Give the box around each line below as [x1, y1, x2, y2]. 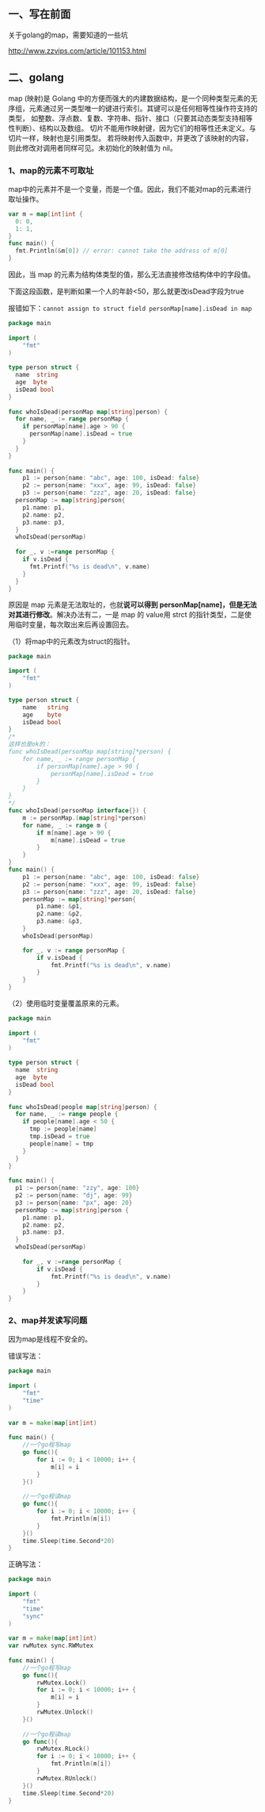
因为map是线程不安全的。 [8, 1334, 93, 1344]
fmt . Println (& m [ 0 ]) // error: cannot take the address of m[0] [15, 247, 228, 255]
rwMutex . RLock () [36, 1745, 90, 1753]
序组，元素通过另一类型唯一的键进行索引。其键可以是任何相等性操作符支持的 [8, 103, 258, 113]
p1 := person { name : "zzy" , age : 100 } [15, 1184, 140, 1192]
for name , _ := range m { [22, 821, 108, 829]
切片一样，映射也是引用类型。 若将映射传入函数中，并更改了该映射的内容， [8, 133, 253, 143]
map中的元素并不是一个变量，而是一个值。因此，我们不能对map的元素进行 [8, 184, 252, 194]
